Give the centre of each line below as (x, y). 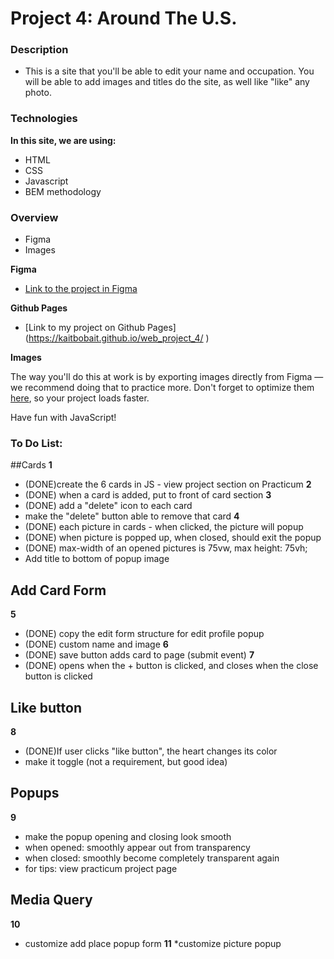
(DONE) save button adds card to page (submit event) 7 (139, 655)
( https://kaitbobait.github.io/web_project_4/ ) (117, 338)
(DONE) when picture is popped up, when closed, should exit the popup (173, 538)
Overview (34, 217)
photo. (38, 93)
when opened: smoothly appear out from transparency (137, 847)
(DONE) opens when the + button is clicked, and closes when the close (171, 666)
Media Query (51, 900)
